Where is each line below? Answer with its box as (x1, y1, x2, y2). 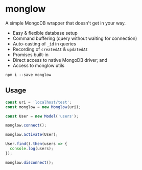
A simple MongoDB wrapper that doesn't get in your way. (5, 20, 126, 26)
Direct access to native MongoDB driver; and (12, 57, 108, 63)
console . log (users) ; (10, 146, 54, 151)
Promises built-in (12, 52, 49, 58)
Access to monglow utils (12, 62, 65, 68)
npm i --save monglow (5, 72, 52, 77)
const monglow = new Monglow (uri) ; (5, 104, 81, 110)
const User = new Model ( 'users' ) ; (5, 113, 79, 119)
